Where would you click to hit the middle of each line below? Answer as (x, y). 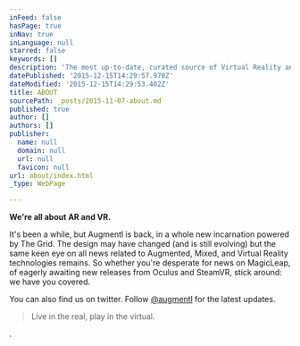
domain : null (42, 150)
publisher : (29, 134)
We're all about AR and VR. (60, 217)
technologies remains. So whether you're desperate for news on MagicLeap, (150, 263)
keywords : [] (33, 59)
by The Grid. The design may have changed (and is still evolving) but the (143, 244)
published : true (39, 109)
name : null (37, 142)
